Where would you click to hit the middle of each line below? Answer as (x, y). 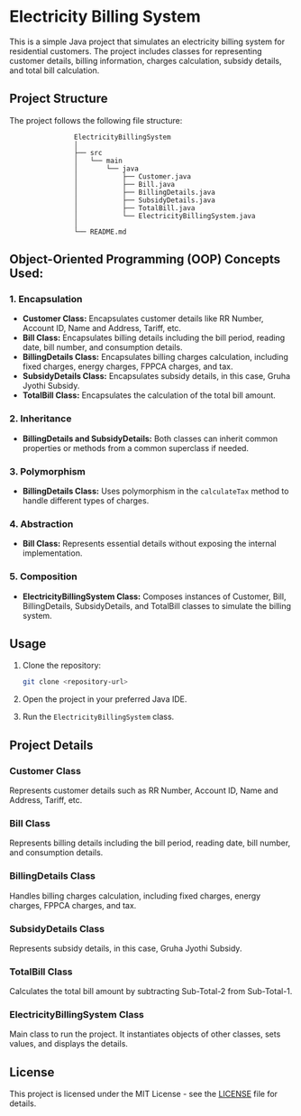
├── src (88, 152)
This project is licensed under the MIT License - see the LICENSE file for (143, 1094)
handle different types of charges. (86, 501)
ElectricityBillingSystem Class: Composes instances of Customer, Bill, (154, 596)
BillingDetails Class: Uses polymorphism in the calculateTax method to (155, 491)
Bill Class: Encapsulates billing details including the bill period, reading (154, 338)
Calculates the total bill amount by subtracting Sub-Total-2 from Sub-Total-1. (151, 991)
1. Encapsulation (46, 300)
